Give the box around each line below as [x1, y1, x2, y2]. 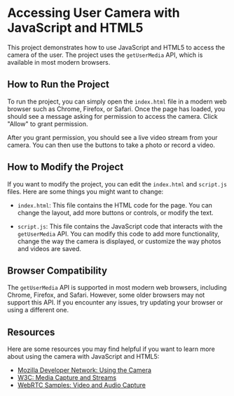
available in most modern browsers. [7, 58, 111, 66]
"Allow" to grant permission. [7, 120, 88, 128]
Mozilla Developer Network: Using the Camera [17, 366, 152, 374]
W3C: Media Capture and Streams [17, 373, 117, 382]
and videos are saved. [17, 244, 82, 253]
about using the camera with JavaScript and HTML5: [7, 352, 160, 361]
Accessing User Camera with [7, 5, 180, 21]
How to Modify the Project [7, 161, 124, 173]
